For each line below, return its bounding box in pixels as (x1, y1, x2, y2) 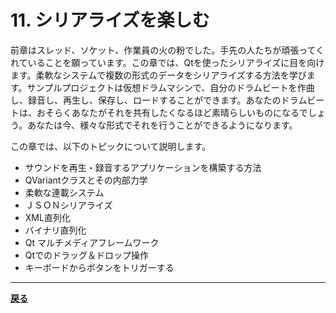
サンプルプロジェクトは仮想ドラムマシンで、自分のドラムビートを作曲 (26, 81, 315, 93)
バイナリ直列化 (24, 224, 87, 236)
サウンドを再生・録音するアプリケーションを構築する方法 (24, 161, 262, 173)
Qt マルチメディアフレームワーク (24, 236, 160, 248)
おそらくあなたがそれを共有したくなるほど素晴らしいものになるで (36, 106, 308, 118)
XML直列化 (24, 211, 71, 223)
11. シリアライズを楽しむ (10, 9, 210, 32)
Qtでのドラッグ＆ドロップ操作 (24, 249, 150, 261)
